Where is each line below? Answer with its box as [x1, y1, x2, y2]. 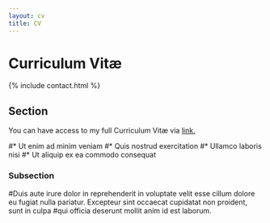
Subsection [8, 170, 55, 182]
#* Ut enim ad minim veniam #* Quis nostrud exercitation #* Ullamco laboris [8, 141, 263, 151]
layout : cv [8, 11, 45, 20]
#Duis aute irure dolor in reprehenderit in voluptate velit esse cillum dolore [8, 188, 255, 198]
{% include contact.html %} [8, 81, 101, 90]
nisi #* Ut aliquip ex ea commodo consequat [8, 150, 156, 160]
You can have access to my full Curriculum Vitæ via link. [8, 126, 196, 136]
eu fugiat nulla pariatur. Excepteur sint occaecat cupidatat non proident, [8, 197, 248, 207]
